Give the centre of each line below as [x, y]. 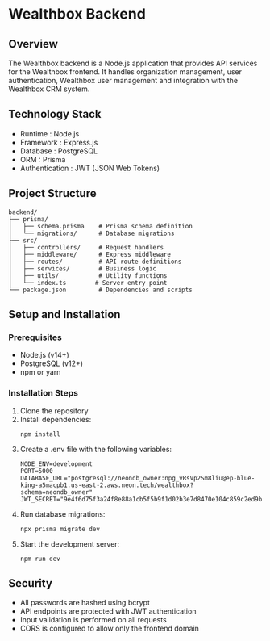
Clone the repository [54, 411]
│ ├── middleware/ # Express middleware [90, 254]
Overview [33, 44]
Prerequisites [35, 337]
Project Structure [52, 193]
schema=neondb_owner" [56, 492]
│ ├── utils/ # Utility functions [88, 275]
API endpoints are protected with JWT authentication [108, 611]
